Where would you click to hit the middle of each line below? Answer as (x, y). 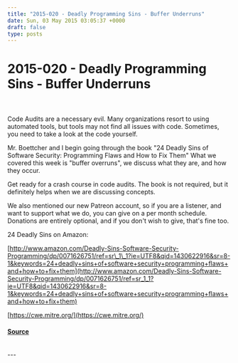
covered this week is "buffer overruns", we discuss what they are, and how (117, 163)
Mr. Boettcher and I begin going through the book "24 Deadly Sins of (108, 148)
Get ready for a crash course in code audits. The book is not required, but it (118, 184)
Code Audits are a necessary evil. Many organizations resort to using (108, 119)
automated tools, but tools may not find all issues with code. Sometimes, (113, 127)
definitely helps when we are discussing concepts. (81, 192)
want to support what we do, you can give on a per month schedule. (107, 214)
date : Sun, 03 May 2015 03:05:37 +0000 (66, 21)
